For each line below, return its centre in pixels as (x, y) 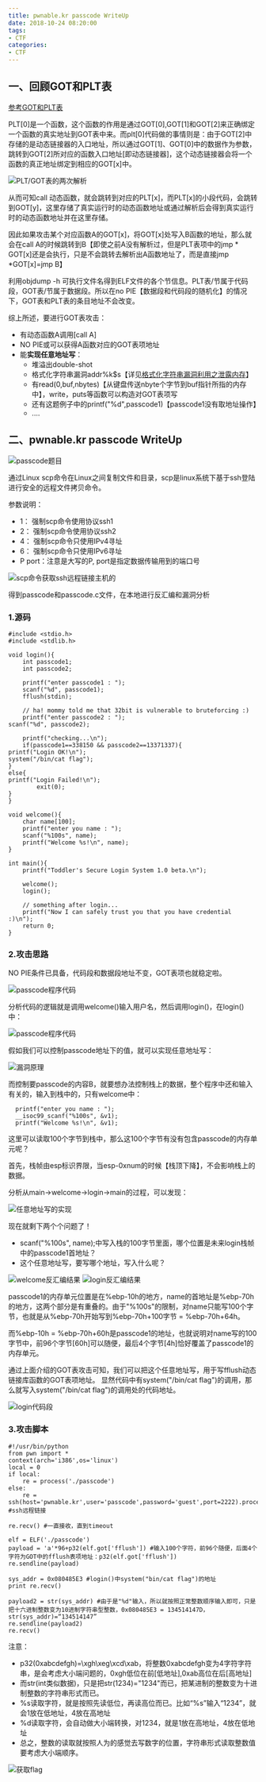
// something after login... (70, 905)
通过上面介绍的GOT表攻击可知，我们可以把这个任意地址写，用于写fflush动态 (132, 1370)
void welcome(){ (35, 815)
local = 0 (25, 1467)
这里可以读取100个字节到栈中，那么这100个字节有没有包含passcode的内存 (129, 1139)
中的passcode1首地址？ (58, 1253)
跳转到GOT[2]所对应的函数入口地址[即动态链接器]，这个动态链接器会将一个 (130, 154)
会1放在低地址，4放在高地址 (65, 1713)
